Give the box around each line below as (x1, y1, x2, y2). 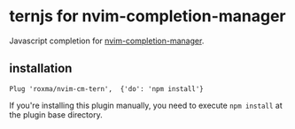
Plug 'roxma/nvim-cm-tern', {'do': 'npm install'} (9, 84, 204, 94)
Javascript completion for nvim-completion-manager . (9, 35, 205, 46)
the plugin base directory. (9, 109, 104, 120)
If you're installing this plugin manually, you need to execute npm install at (9, 100, 283, 110)
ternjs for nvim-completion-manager (9, 6, 286, 27)
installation (9, 61, 73, 76)
